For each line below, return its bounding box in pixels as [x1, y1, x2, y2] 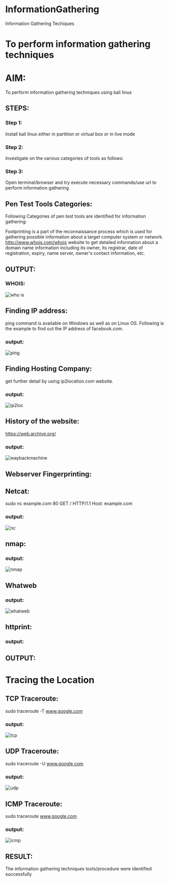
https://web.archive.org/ [5, 431, 56, 437]
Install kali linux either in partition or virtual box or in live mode [5, 131, 135, 137]
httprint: [5, 623, 32, 631]
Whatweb [5, 581, 37, 590]
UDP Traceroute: [5, 747, 60, 756]
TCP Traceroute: [5, 694, 59, 703]
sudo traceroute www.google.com [5, 813, 77, 819]
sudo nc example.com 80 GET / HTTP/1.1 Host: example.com [5, 500, 133, 506]
